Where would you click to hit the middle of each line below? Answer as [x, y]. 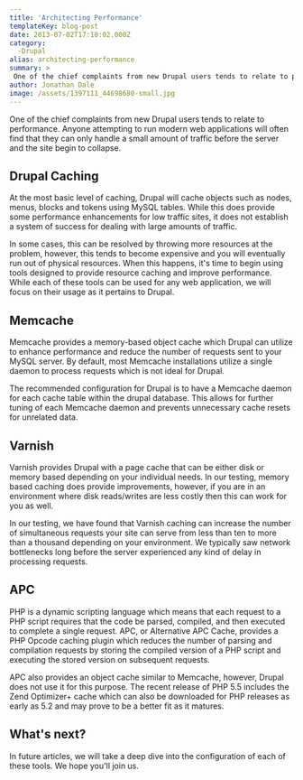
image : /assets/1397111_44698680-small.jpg [92, 93]
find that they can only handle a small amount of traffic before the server [144, 138]
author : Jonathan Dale [52, 85]
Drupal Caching [54, 176]
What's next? [48, 734]
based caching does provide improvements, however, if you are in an [138, 486]
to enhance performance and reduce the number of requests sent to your [146, 352]
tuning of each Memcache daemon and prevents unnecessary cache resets [150, 408]
